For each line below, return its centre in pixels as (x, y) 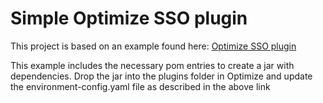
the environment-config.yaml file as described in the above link (140, 86)
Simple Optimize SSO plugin (129, 18)
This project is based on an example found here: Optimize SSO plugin (153, 46)
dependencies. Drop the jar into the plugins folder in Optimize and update (161, 76)
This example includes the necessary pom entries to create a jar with (152, 65)
